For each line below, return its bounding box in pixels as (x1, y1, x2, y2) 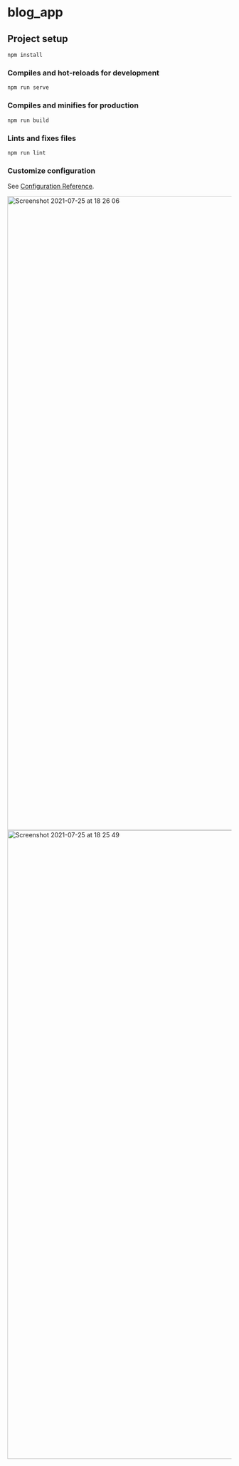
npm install (7, 51, 43, 58)
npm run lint (7, 149, 46, 157)
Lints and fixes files (7, 133, 77, 143)
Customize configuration (7, 165, 96, 175)
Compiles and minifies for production (7, 100, 139, 110)
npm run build (7, 117, 50, 124)
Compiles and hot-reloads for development (7, 68, 160, 78)
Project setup (7, 33, 69, 45)
